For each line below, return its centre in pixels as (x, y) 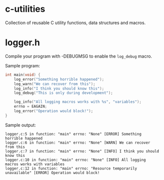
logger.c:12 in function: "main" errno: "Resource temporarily (71, 168)
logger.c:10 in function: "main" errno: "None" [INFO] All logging (76, 160)
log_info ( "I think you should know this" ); (59, 89)
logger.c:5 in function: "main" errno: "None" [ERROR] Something (73, 134)
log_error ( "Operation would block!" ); (54, 111)
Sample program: (23, 65)
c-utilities (25, 9)
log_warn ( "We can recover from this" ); (55, 84)
